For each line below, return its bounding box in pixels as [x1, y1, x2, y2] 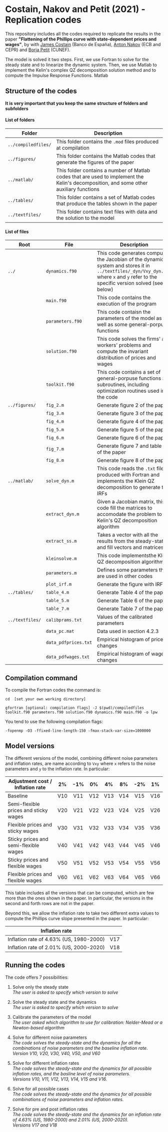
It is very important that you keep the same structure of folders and [5, 100, 148, 106]
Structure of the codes [5, 87, 77, 96]
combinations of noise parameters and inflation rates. [12, 1096, 124, 1102]
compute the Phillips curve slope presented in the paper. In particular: [5, 915, 149, 921]
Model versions [5, 742, 55, 750]
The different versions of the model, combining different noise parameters [5, 755, 158, 761]
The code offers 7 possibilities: [5, 974, 69, 980]
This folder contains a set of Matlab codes [56, 194, 155, 201]
